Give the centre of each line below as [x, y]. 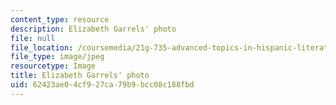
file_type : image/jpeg [57, 57]
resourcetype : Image [53, 66]
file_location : [42, 47]
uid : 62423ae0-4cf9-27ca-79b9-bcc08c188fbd [102, 85]
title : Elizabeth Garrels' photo [80, 76]
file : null [33, 38]
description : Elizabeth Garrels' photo [93, 29]
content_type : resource [60, 19]
